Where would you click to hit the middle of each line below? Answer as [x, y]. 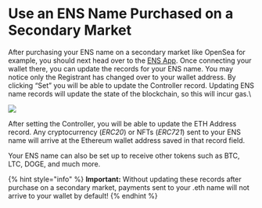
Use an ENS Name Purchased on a [121, 14]
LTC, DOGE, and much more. [54, 164]
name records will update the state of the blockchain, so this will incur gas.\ [130, 93]
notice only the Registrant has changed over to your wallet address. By [122, 77]
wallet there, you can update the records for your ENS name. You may [120, 68]
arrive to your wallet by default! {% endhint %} [83, 195]
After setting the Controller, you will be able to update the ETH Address [122, 123]
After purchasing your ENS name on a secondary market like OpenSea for [127, 52]
